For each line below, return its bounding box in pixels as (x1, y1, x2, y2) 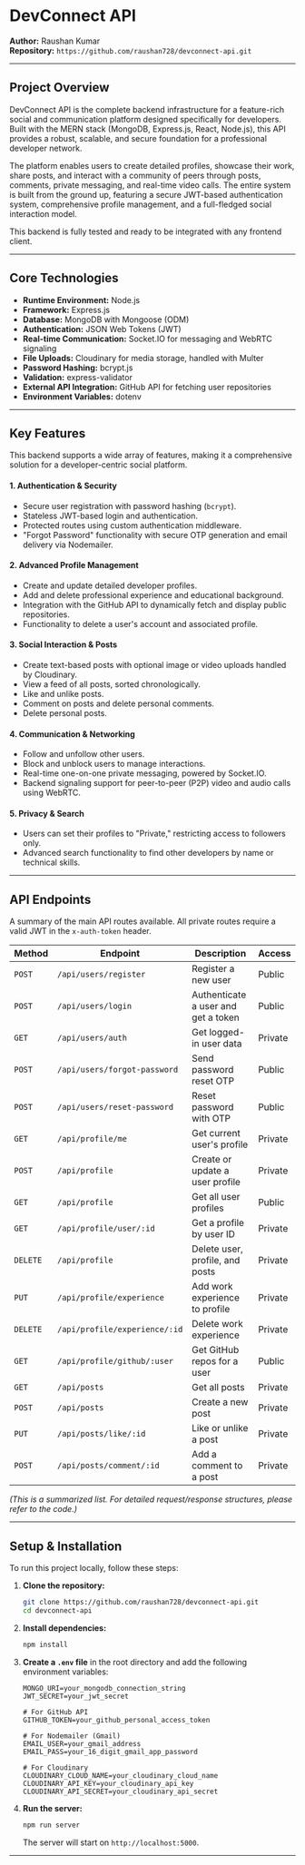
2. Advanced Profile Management (9, 560, 139, 571)
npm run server (22, 1821, 81, 1830)
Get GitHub (192, 1344, 240, 1357)
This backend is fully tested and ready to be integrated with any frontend (9, 226, 282, 237)
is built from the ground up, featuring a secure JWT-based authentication (9, 189, 283, 200)
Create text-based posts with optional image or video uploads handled (22, 659, 287, 670)
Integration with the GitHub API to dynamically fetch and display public (22, 599, 288, 610)
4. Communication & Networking (9, 728, 136, 740)
